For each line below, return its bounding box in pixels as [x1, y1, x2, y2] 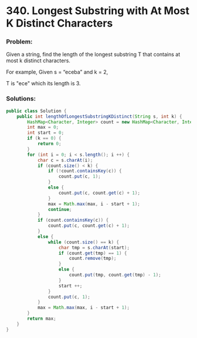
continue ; [47, 206, 72, 212]
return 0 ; [37, 141, 62, 147]
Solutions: [6, 95, 36, 103]
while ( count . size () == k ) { [47, 239, 119, 245]
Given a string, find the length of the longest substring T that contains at [6, 51, 181, 58]
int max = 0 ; [27, 125, 59, 130]
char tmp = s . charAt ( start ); [58, 245, 130, 250]
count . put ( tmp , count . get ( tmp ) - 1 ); [69, 272, 161, 278]
